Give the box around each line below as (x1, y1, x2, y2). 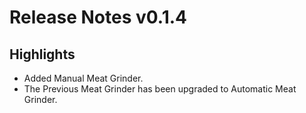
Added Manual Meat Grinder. (23, 72, 144, 84)
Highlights (9, 46, 76, 63)
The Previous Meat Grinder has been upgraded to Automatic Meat (23, 83, 297, 95)
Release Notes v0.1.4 (9, 6, 188, 29)
